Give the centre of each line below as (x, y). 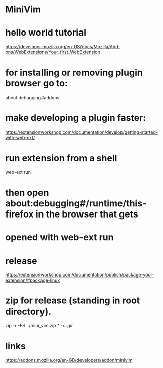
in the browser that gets (87, 214)
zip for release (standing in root (73, 301)
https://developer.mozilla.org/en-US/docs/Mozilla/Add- (63, 47)
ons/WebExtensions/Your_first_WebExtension (53, 52)
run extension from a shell (61, 158)
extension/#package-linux (33, 280)
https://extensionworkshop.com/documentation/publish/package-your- (80, 275)
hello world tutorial (46, 33)
